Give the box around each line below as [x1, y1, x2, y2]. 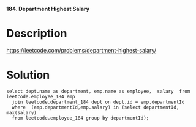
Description [6, 27, 67, 40]
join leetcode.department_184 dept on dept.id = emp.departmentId [12, 99, 185, 105]
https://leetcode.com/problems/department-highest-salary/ [6, 46, 157, 54]
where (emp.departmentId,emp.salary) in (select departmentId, [12, 104, 179, 111]
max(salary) [6, 109, 37, 115]
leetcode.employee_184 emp [6, 93, 75, 100]
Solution [6, 68, 50, 82]
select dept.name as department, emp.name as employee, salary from [6, 88, 190, 94]
